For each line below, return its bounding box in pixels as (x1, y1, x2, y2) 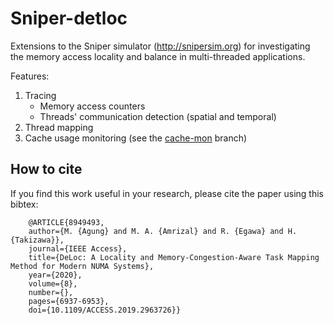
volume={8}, (28, 278, 78, 289)
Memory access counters (39, 100, 146, 112)
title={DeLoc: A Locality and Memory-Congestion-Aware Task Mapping (28, 252, 320, 262)
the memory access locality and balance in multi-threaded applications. (10, 50, 306, 62)
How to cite (10, 161, 83, 178)
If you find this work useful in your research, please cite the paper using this (10, 187, 324, 199)
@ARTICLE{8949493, (28, 217, 105, 227)
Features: (10, 70, 50, 82)
